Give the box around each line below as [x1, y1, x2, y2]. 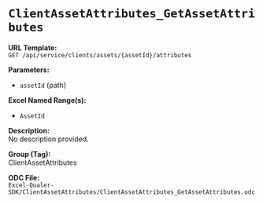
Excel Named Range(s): [8, 95, 87, 104]
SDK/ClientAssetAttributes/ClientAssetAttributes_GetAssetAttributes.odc [8, 188, 256, 196]
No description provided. [8, 134, 89, 144]
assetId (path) [19, 80, 67, 89]
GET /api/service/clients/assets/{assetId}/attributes [8, 51, 192, 59]
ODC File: [8, 173, 40, 182]
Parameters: [8, 65, 50, 75]
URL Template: [8, 42, 57, 53]
